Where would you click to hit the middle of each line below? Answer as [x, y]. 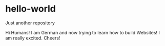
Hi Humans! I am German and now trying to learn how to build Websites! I [83, 32]
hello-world [31, 9]
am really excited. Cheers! [33, 38]
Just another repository [30, 23]
